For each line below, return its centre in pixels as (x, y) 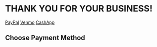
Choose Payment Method (45, 38)
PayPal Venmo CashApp (30, 22)
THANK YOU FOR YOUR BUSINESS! (79, 9)
